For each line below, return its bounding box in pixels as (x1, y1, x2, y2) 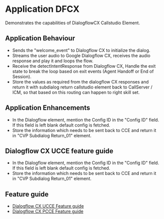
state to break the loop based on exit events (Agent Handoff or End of (12, 68, 154, 74)
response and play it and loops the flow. (12, 58, 94, 64)
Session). (12, 73, 32, 80)
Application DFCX (5, 3, 80, 15)
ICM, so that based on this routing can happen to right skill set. (12, 89, 140, 95)
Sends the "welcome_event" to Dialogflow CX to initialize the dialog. (12, 47, 151, 53)
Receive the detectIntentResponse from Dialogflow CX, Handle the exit (12, 63, 156, 69)
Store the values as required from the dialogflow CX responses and (12, 79, 149, 85)
